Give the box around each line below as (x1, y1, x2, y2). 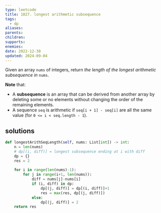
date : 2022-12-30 (5, 49, 41, 53)
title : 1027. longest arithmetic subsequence (5, 12, 101, 17)
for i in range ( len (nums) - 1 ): (14, 167, 77, 172)
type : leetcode (5, 7, 37, 12)
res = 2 (14, 158, 30, 163)
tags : (5, 16, 16, 21)
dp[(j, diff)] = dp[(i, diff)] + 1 (40, 186, 110, 191)
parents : (5, 30, 23, 35)
